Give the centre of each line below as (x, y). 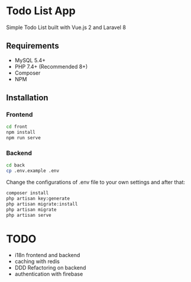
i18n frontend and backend (47, 255)
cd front (17, 127)
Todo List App (41, 11)
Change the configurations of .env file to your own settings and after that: (96, 182)
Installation (27, 98)
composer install (27, 193)
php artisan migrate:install (42, 204)
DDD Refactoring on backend (50, 268)
